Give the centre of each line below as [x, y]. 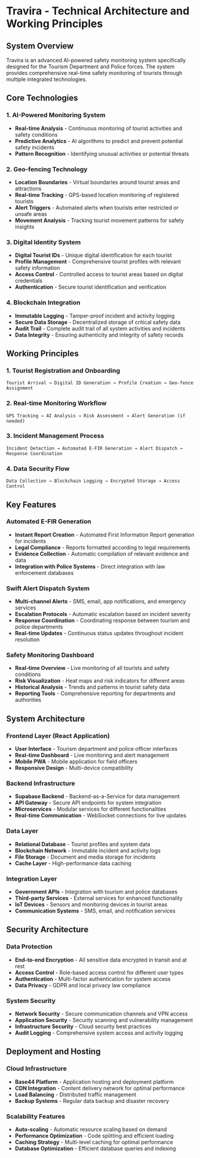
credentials [29, 281]
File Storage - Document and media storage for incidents [85, 857]
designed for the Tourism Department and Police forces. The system [90, 66]
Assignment [20, 388]
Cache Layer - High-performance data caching [73, 863]
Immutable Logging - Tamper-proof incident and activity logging [95, 316]
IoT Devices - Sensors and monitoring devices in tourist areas [91, 905]
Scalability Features [36, 1116]
